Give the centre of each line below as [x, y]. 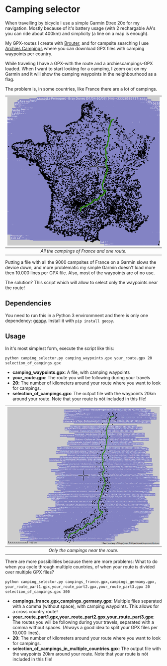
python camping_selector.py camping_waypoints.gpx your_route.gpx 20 [79, 358]
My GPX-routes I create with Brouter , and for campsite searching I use [77, 43]
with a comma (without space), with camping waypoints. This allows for [86, 606]
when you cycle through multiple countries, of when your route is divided [80, 566]
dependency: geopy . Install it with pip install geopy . [60, 321]
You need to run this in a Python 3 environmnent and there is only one [77, 315]
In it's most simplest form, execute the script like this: [60, 348]
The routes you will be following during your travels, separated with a [83, 622]
